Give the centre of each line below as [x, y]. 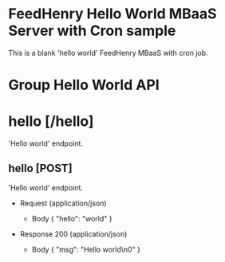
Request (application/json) [63, 203]
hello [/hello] [51, 121]
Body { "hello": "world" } [72, 218]
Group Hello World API [84, 85]
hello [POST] [41, 168]
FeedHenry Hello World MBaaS [112, 14]
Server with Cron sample [92, 31]
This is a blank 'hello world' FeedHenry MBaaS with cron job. [109, 53]
